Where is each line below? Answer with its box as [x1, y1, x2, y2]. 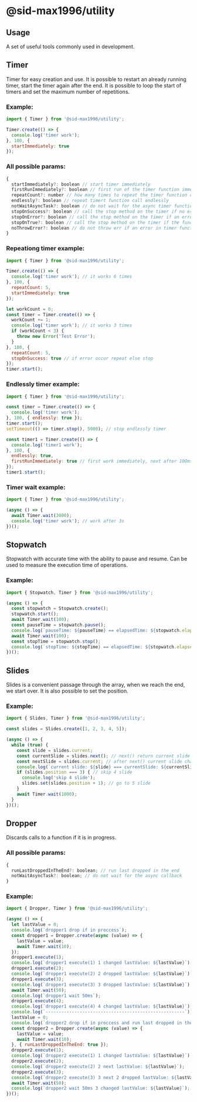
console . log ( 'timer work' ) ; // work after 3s [11, 518, 125, 524]
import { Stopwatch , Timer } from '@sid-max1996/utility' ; [6, 589, 154, 596]
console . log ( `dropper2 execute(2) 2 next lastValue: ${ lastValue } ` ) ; [11, 1063, 185, 1070]
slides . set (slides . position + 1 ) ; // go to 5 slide [21, 780, 151, 787]
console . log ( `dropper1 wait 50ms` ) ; [11, 993, 101, 999]
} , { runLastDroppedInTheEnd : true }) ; [11, 1041, 109, 1048]
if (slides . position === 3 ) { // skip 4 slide [16, 770, 133, 775]
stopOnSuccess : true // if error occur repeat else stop [11, 355, 154, 361]
